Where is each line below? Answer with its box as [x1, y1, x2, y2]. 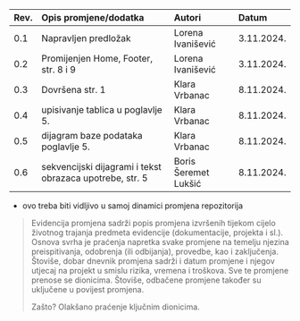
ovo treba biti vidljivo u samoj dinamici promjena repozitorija [21, 200, 244, 211]
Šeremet [173, 166, 210, 178]
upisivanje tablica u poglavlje [41, 104, 162, 115]
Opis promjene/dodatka [41, 12, 145, 23]
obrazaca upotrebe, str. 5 [41, 172, 148, 184]
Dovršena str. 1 [41, 84, 106, 96]
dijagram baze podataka [41, 130, 143, 141]
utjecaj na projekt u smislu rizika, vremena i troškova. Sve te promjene [30, 266, 289, 275]
